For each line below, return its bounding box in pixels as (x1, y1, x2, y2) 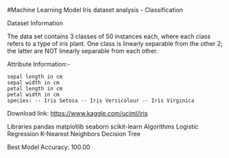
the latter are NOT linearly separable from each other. (7, 47, 158, 55)
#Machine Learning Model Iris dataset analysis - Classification (7, 6, 184, 14)
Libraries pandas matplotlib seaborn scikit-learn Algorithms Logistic (7, 122, 199, 131)
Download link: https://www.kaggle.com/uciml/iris (7, 109, 148, 117)
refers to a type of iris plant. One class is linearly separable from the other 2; (7, 40, 223, 47)
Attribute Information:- (7, 60, 71, 68)
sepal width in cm (7, 79, 60, 86)
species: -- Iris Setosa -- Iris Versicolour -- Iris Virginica (7, 97, 195, 104)
